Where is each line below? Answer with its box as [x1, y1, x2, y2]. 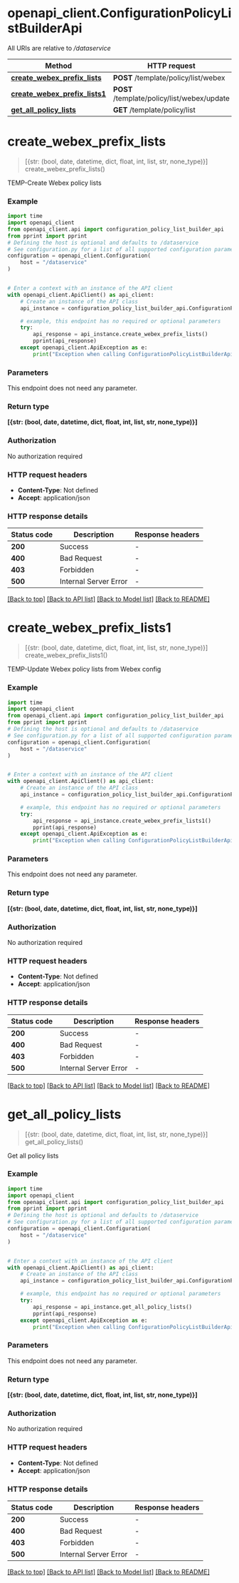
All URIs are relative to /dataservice [7, 44, 112, 52]
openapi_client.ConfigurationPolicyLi [7, 5, 232, 21]
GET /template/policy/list [112, 105, 196, 115]
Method [45, 61, 73, 71]
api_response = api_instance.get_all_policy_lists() [33, 1303, 193, 1310]
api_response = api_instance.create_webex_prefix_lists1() [33, 817, 212, 824]
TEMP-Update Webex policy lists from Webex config [7, 665, 161, 674]
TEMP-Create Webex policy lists [7, 178, 102, 187]
